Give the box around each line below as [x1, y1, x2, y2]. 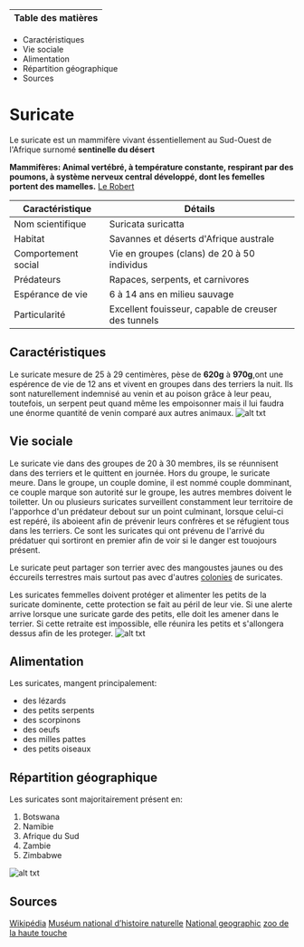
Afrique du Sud [22, 831, 80, 842]
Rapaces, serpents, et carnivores [109, 273, 250, 285]
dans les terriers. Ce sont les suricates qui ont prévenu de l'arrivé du [9, 525, 265, 536]
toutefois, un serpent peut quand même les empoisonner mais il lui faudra [9, 398, 285, 409]
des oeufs [22, 724, 61, 735]
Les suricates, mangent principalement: [9, 678, 157, 689]
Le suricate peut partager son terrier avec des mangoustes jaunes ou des [9, 562, 283, 573]
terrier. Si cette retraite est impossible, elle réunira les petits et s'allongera [9, 618, 284, 629]
